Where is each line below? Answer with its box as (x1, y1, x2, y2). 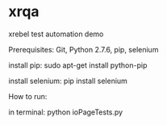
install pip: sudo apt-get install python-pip (8, 60, 148, 70)
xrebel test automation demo (8, 29, 104, 39)
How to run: (8, 91, 48, 101)
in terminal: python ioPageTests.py (8, 107, 123, 117)
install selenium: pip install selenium (8, 76, 127, 85)
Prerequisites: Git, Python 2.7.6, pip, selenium (8, 44, 159, 54)
